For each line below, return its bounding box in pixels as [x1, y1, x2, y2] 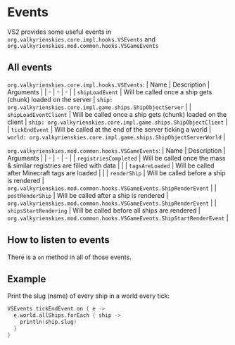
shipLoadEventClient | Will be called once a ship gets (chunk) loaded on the [7, 110, 227, 118]
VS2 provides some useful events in [7, 27, 112, 36]
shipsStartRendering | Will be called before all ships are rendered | [7, 206, 201, 215]
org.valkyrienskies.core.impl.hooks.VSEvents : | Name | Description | [7, 80, 210, 89]
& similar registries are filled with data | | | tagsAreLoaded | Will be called [7, 161, 215, 170]
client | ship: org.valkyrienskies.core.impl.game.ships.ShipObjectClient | [7, 118, 228, 126]
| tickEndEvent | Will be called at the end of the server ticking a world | [7, 125, 212, 134]
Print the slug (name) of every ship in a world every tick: [7, 291, 170, 300]
